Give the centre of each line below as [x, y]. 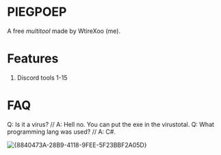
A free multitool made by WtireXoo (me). [64, 31]
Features [33, 59]
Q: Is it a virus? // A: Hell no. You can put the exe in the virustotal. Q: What [110, 124]
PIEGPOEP [37, 12]
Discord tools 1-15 [42, 77]
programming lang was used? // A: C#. [62, 132]
